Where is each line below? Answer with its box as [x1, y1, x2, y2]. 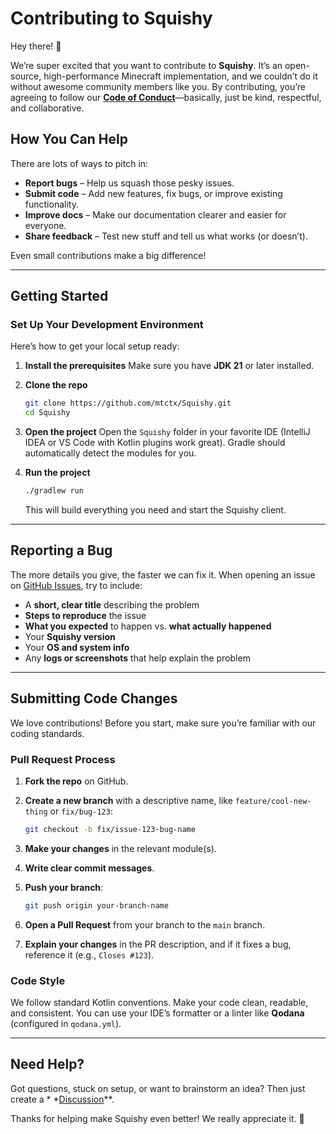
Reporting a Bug [10, 542, 113, 559]
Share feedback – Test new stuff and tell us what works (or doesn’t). [24, 230, 308, 242]
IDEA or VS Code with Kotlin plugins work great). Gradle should [24, 437, 286, 449]
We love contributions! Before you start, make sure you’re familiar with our [10, 717, 317, 729]
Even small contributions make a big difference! [10, 249, 207, 261]
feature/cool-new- [234, 796, 312, 806]
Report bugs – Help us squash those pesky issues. [24, 177, 235, 189]
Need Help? [10, 1056, 85, 1073]
